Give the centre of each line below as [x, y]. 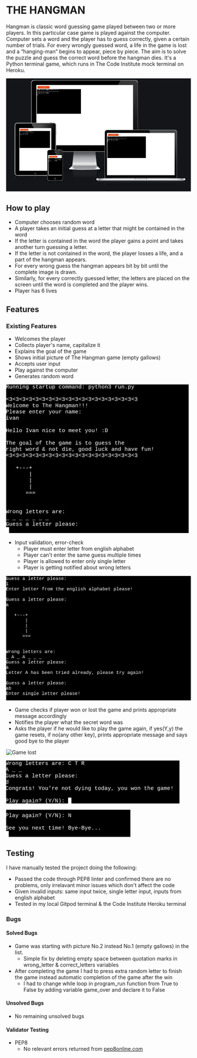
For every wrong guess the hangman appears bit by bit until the [91, 266]
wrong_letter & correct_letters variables [71, 965]
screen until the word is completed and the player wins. [81, 285]
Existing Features [31, 326]
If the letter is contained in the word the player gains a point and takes [99, 241]
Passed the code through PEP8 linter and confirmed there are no [93, 879]
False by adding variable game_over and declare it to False [94, 989]
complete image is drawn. [46, 272]
